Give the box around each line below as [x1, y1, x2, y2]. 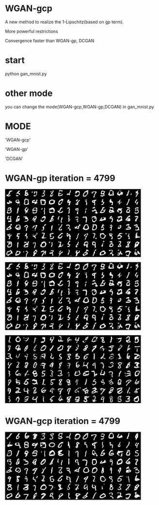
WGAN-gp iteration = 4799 [5, 173, 115, 183]
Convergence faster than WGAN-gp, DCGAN [5, 37, 95, 44]
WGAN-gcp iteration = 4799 [5, 415, 120, 426]
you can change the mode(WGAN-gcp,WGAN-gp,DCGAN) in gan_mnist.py [5, 104, 154, 110]
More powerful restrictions [5, 28, 58, 34]
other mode [5, 88, 53, 99]
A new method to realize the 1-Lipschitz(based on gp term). [5, 19, 124, 25]
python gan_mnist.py [5, 71, 47, 77]
